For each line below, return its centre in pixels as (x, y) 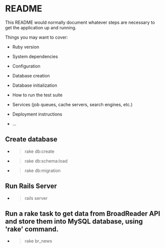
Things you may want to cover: (37, 37)
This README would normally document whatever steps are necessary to (80, 22)
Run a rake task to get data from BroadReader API (83, 214)
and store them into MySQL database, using (74, 221)
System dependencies (35, 56)
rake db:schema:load (46, 161)
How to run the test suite (37, 95)
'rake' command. (32, 229)
